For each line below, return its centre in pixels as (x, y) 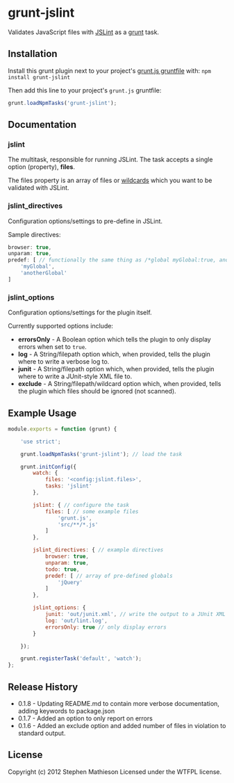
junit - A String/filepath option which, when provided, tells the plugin (116, 369)
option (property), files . (42, 167)
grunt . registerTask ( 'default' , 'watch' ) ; (81, 659)
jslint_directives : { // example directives (98, 550)
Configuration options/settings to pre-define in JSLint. (85, 221)
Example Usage (42, 413)
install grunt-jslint (39, 77)
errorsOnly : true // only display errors (106, 627)
